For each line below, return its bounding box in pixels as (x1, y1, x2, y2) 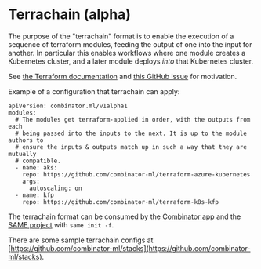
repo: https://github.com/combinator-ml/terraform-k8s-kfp (22, 198, 219, 205)
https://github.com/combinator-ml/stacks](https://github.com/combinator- (10, 243, 251, 253)
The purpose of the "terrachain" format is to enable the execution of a (8, 31, 234, 41)
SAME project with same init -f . (8, 220, 114, 229)
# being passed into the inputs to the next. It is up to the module (15, 129, 247, 137)
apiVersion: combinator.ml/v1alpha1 (8, 102, 128, 110)
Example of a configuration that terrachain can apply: (8, 86, 180, 96)
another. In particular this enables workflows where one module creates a (8, 48, 246, 57)
